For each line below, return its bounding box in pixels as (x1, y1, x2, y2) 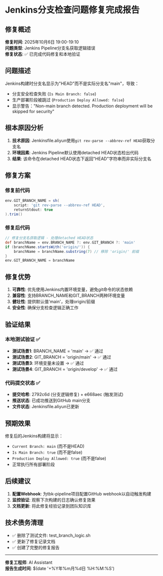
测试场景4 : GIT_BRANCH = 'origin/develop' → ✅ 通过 (12, 366, 118, 372)
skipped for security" (12, 108, 55, 114)
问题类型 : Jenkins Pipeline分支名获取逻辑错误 (5, 45, 96, 51)
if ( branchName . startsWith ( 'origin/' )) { (5, 245, 90, 249)
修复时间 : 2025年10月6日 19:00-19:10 (5, 39, 79, 45)
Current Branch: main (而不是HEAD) (12, 443, 85, 449)
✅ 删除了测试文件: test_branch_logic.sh (12, 532, 91, 538)
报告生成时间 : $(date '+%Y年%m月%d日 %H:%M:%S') (5, 565, 115, 571)
